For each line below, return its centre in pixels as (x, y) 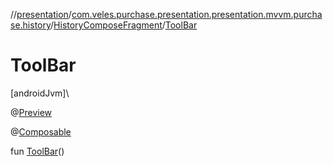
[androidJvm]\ (40, 93)
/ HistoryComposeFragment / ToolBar (124, 25)
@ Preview (31, 112)
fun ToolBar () (37, 151)
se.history (31, 25)
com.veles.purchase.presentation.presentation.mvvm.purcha (197, 14)
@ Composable (41, 131)
